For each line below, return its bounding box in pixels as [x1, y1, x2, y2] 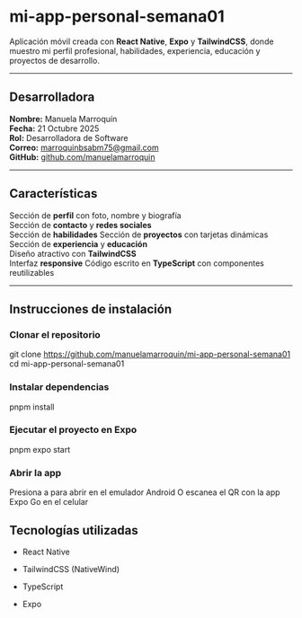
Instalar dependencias [9, 381, 110, 393]
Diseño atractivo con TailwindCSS [9, 248, 137, 259]
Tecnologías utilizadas [9, 523, 138, 538]
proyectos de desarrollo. [9, 55, 101, 66]
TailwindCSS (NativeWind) [22, 563, 120, 574]
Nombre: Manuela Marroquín [9, 113, 118, 124]
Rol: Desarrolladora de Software [9, 132, 129, 143]
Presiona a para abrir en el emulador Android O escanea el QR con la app [9, 487, 280, 498]
